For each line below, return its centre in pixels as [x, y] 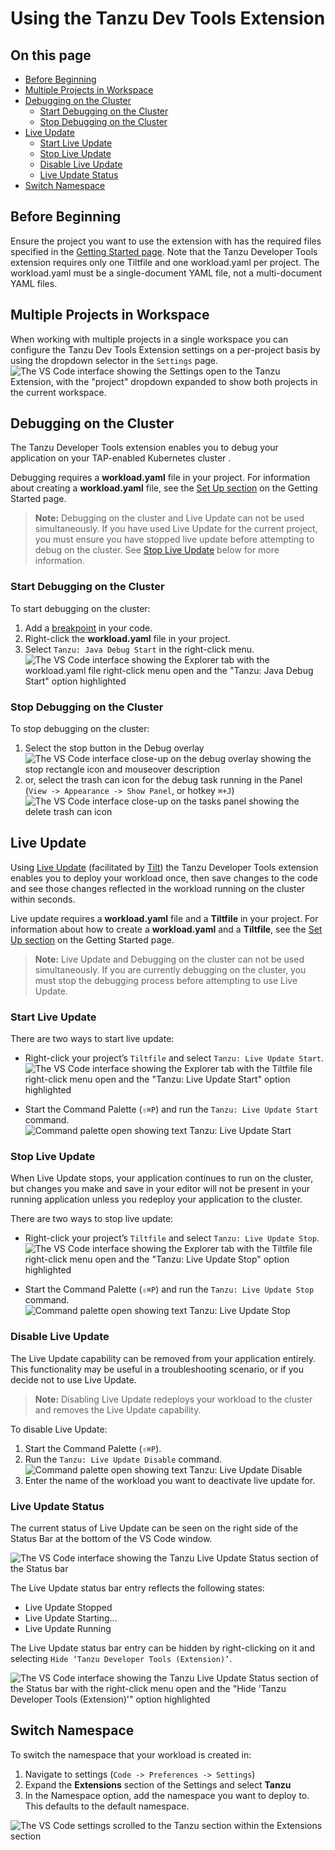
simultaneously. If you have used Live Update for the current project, [176, 529]
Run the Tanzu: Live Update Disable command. [123, 1459]
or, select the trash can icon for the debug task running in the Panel [163, 780]
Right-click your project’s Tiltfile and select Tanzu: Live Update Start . [174, 1058]
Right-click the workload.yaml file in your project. [127, 638]
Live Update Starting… [71, 1618]
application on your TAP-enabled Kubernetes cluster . [121, 458]
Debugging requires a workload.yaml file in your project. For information [160, 478]
